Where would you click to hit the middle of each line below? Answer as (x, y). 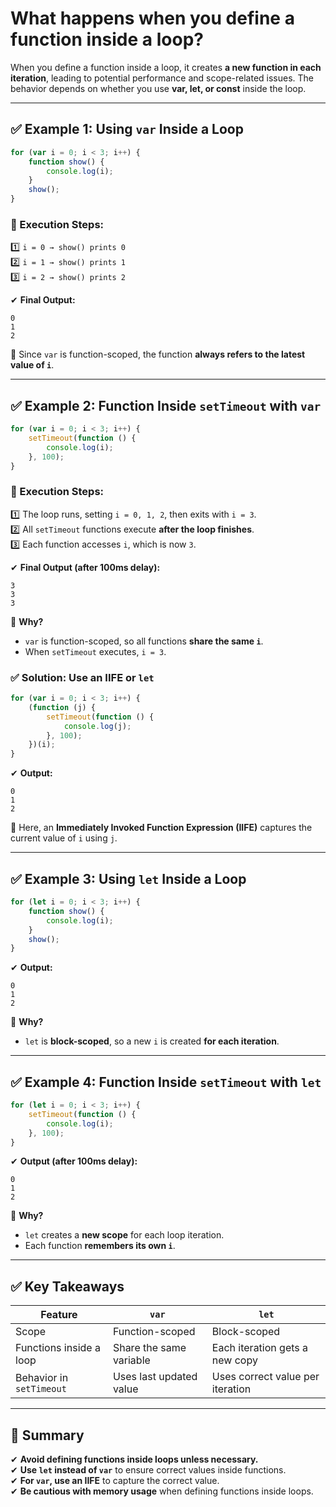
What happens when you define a (152, 18)
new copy (234, 1360)
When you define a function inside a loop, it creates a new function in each (166, 67)
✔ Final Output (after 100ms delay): (85, 567)
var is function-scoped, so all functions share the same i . (144, 641)
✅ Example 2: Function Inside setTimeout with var (166, 405)
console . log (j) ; (97, 726)
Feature (59, 1315)
